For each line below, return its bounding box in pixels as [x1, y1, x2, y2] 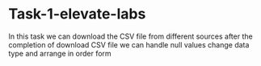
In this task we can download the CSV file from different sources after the [8, 31, 253, 41]
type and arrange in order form [8, 48, 112, 58]
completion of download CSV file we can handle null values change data [8, 39, 250, 49]
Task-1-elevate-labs [8, 5, 146, 23]
